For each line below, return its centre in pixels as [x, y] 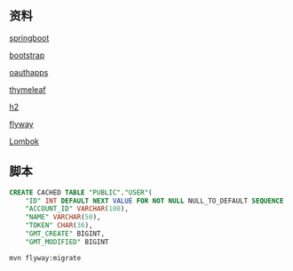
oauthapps [29, 72]
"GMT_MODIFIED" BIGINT [67, 242]
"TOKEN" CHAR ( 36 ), [59, 226]
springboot [29, 37]
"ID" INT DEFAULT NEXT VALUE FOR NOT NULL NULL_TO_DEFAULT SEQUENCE [154, 201]
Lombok [24, 141]
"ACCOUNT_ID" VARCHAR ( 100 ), [77, 209]
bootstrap [27, 55]
